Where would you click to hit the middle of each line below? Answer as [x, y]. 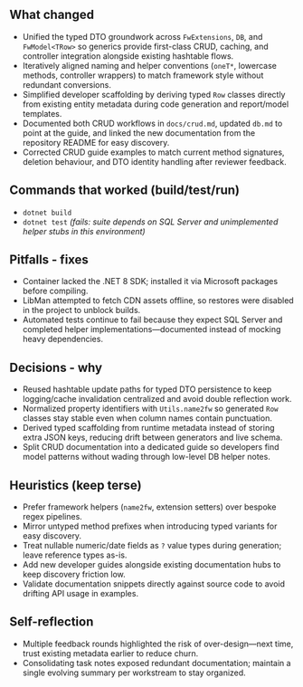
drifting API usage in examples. [80, 594]
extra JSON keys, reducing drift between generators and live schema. [152, 437]
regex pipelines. [52, 517]
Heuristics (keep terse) [76, 485]
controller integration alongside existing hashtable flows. [128, 56]
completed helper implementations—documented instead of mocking [151, 329]
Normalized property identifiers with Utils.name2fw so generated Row [150, 409]
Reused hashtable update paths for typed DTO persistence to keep [147, 389]
